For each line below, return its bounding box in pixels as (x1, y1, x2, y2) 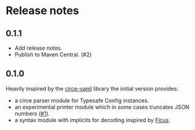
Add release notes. (14, 44, 62, 52)
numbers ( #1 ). (14, 110, 50, 117)
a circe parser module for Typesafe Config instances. (14, 96, 149, 104)
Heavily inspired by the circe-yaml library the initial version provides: (6, 85, 178, 92)
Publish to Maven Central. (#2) (14, 51, 92, 58)
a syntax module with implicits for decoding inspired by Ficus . (14, 116, 171, 123)
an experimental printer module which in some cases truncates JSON (14, 103, 190, 110)
